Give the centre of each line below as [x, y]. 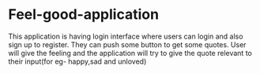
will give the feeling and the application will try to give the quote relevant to [130, 53]
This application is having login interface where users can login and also [126, 36]
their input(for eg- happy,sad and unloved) [77, 61]
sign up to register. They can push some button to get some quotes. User [127, 44]
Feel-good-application [84, 15]
